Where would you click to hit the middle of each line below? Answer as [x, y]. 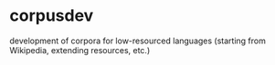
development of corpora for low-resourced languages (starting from [138, 41]
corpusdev [52, 16]
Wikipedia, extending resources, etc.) [80, 50]
